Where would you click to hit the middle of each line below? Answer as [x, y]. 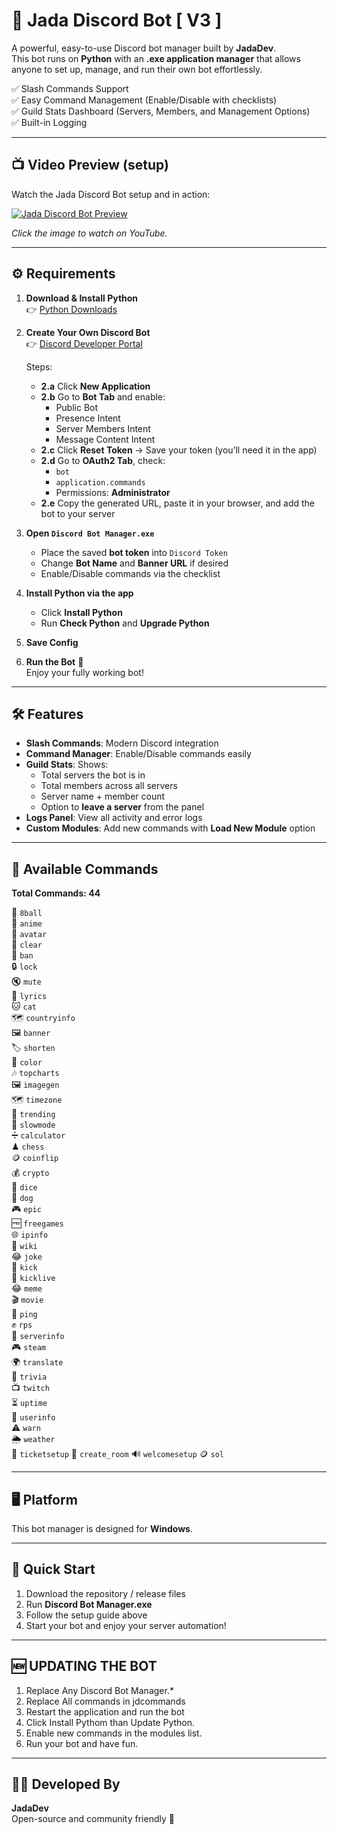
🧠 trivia [29, 1376]
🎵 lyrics [29, 996]
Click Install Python [81, 612]
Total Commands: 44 [56, 893]
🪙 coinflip [35, 1158]
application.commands [100, 482]
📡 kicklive [33, 1278]
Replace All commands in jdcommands [105, 1701]
